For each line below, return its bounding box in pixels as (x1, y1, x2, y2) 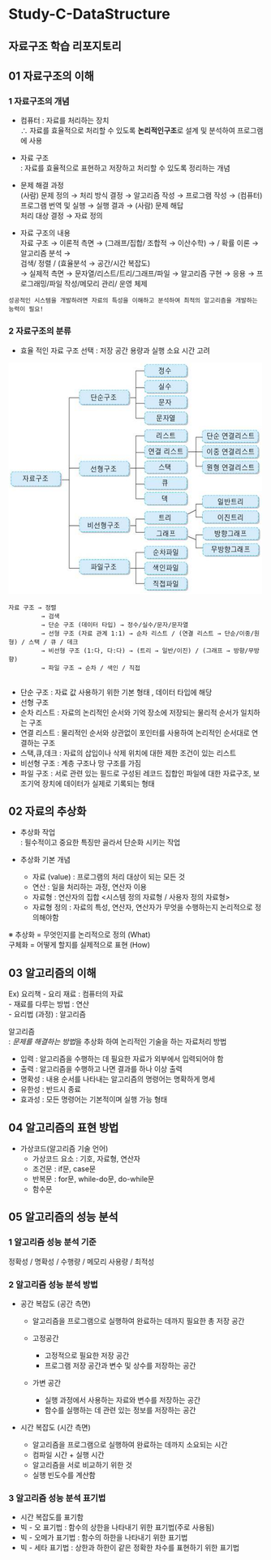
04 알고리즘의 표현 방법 (8, 1120, 119, 1134)
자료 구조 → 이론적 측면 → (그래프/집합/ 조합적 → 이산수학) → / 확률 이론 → (19, 239, 260, 248)
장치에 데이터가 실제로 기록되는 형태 (41, 778, 156, 788)
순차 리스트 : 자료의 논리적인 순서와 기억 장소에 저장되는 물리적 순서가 (19, 707, 239, 717)
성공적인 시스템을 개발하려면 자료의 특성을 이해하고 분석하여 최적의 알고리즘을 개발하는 (8, 297, 258, 305)
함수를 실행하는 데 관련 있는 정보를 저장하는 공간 (44, 1405, 196, 1415)
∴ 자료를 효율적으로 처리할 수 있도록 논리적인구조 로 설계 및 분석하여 (19, 126, 235, 135)
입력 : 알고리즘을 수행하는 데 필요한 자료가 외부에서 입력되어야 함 (19, 1054, 224, 1064)
